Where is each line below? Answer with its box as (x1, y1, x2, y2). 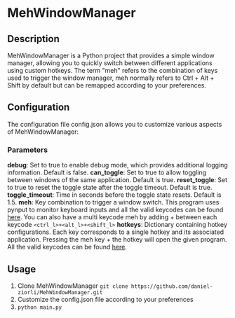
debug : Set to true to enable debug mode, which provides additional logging (7, 161, 228, 170)
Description (7, 33, 60, 45)
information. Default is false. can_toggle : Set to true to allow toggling (7, 168, 207, 177)
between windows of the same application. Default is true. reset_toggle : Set (7, 176, 228, 184)
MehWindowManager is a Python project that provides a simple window (7, 51, 215, 60)
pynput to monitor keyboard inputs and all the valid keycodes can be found (7, 205, 224, 214)
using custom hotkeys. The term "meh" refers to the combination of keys (7, 67, 218, 74)
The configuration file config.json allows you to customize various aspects (7, 120, 222, 128)
